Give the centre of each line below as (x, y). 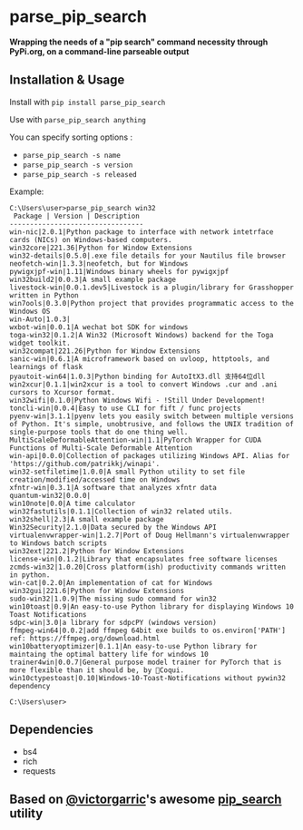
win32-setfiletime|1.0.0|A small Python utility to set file (127, 472)
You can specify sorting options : (71, 137)
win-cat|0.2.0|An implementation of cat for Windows (111, 582)
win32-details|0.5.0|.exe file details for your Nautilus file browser (147, 256)
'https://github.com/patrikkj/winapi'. (85, 464)
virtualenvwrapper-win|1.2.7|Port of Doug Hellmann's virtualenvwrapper (150, 535)
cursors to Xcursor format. (63, 392)
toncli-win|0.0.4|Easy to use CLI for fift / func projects (126, 408)
